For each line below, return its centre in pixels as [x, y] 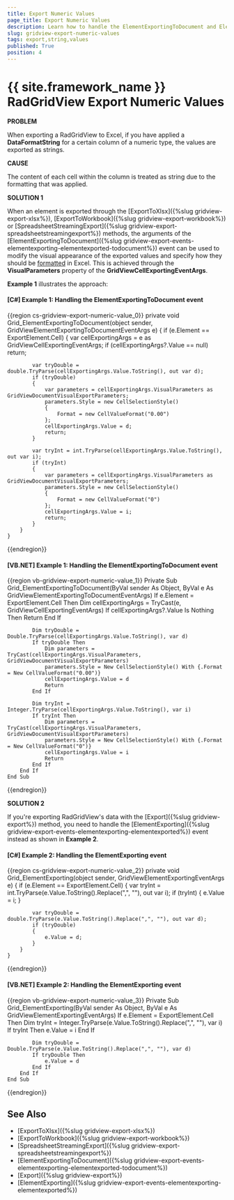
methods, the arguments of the [147, 233]
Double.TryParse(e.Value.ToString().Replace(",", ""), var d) [99, 1049]
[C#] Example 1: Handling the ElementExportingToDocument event [105, 300]
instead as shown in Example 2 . [53, 839]
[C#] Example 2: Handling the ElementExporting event [87, 855]
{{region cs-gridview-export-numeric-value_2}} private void [93, 871]
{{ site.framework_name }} [87, 87]
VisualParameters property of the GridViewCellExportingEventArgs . [108, 270]
